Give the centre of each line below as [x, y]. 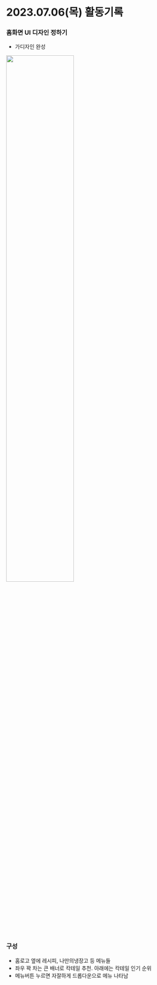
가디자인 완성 [30, 47]
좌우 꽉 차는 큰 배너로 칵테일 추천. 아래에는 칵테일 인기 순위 [83, 968]
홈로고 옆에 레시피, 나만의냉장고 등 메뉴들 [63, 960]
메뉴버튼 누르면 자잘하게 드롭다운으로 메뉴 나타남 [71, 975]
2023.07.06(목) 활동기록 [65, 12]
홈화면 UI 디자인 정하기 [37, 32]
